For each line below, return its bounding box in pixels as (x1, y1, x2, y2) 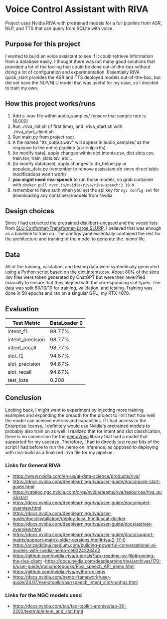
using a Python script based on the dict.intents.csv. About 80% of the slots (5, 269, 160, 275)
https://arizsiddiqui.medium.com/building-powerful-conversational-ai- (12, 542, 157, 548)
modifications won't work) (12, 171, 66, 177)
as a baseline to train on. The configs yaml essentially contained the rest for (5, 231, 161, 237)
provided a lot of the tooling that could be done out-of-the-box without (5, 63, 151, 69)
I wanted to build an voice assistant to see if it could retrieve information (5, 53, 154, 59)
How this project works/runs (5, 99, 96, 108)
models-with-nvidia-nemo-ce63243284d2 (12, 548, 101, 554)
